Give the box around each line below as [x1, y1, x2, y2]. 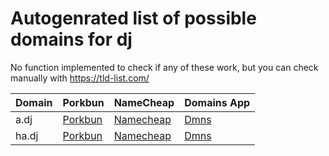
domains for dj [10, 28, 133, 51]
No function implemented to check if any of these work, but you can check [10, 61, 319, 73]
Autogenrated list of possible [10, 7, 257, 30]
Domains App [184, 95, 251, 109]
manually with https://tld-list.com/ [10, 72, 150, 84]
